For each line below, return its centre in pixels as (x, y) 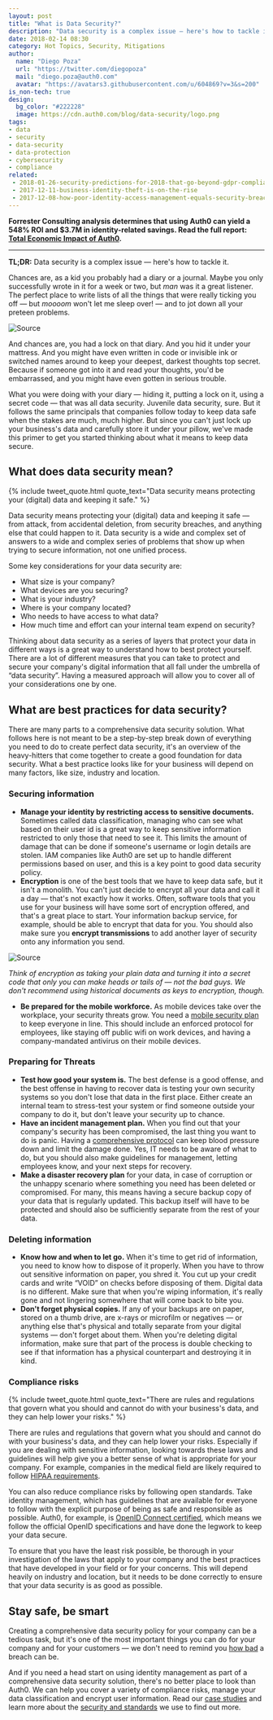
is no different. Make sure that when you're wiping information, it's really (141, 1291)
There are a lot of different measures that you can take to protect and (124, 658)
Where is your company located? (76, 608)
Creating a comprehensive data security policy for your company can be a (133, 1631)
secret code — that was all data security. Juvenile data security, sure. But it (134, 403)
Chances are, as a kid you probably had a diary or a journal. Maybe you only (136, 277)
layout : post (30, 16)
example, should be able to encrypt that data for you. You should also (136, 924)
